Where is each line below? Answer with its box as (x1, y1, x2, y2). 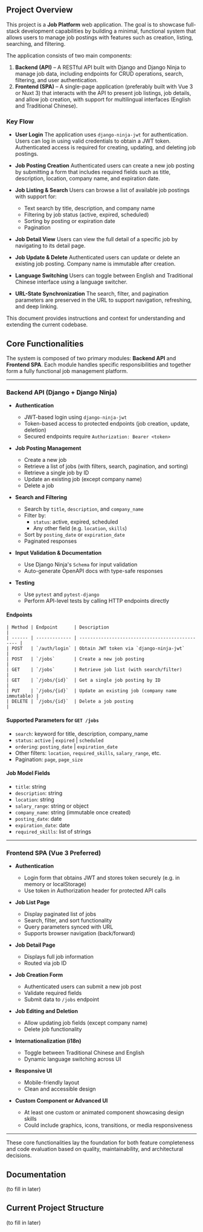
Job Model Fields (6, 770, 50, 777)
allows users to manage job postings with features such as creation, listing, (6, 33, 193, 41)
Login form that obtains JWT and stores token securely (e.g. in (24, 874, 180, 881)
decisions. (6, 1152, 32, 1159)
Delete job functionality (24, 1026, 82, 1033)
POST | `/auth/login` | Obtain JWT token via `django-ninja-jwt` (11, 646, 185, 652)
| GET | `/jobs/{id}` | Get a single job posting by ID (6, 677, 161, 684)
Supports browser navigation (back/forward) (24, 930, 135, 937)
